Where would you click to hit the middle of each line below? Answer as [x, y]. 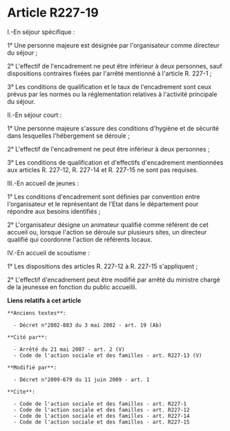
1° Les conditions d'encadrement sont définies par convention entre [104, 196]
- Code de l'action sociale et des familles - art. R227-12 [102, 410]
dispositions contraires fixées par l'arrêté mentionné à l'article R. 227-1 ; [109, 73]
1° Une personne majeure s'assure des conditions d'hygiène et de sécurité [113, 128]
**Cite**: [21, 392]
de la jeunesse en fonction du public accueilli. [72, 287]
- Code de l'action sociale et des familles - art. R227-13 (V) [108, 355]
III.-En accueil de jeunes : [43, 183]
